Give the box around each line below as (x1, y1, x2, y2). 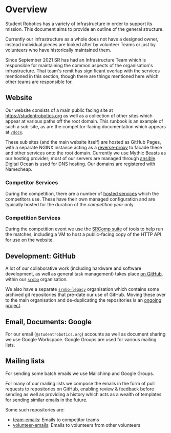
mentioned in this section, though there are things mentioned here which (5, 73, 159, 79)
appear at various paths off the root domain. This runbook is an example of (5, 118, 164, 124)
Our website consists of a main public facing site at (5, 107, 114, 113)
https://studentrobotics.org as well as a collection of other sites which (5, 112, 153, 119)
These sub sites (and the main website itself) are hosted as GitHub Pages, (5, 139, 161, 145)
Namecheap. (5, 166, 32, 172)
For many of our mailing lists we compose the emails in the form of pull (5, 380, 155, 386)
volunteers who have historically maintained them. (5, 47, 112, 53)
